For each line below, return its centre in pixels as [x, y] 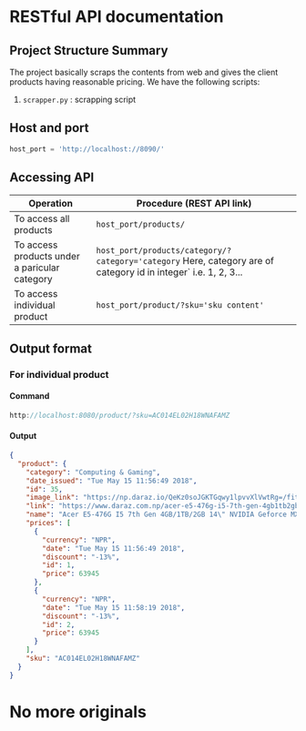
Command [30, 396]
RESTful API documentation [117, 17]
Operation [51, 203]
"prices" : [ [48, 523]
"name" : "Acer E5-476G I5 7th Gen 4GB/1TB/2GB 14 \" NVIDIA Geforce [156, 515]
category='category [138, 261]
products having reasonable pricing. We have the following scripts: [135, 82]
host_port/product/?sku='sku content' [180, 305]
